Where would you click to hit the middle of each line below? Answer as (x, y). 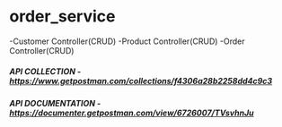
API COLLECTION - (45, 71)
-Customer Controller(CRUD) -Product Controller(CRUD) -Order (127, 41)
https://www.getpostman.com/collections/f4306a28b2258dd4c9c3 (141, 80)
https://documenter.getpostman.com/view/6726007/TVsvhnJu (132, 113)
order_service (62, 17)
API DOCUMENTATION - (55, 103)
